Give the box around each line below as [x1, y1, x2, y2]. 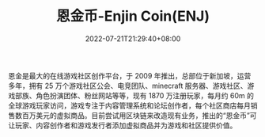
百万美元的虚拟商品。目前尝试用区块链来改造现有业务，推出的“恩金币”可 [21, 110, 257, 120]
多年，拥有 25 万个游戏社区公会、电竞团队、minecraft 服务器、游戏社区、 [8, 81, 248, 90]
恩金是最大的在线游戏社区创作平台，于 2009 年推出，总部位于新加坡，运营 [8, 70, 252, 80]
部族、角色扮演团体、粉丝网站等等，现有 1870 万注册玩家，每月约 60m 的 [14, 90, 255, 100]
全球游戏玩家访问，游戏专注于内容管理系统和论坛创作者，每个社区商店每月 [8, 101, 251, 110]
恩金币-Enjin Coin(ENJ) [55, 7, 210, 25]
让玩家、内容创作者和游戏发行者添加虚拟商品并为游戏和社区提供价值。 [8, 120, 237, 130]
